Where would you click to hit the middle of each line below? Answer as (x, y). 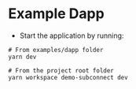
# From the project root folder (61, 70)
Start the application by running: (72, 35)
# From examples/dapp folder (56, 50)
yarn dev (22, 57)
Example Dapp (56, 14)
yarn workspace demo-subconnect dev (68, 77)
